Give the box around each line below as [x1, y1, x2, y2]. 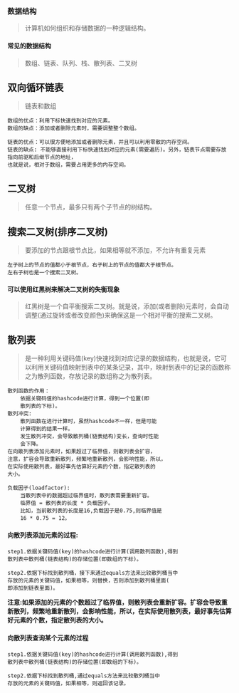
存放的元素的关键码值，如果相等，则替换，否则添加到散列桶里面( [7, 577, 169, 585]
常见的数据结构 [7, 41, 51, 50]
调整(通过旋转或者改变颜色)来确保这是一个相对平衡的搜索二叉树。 [24, 311, 217, 320]
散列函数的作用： [7, 387, 51, 395]
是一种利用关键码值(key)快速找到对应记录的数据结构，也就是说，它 [24, 354, 221, 363]
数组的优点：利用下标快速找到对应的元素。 [7, 118, 114, 125]
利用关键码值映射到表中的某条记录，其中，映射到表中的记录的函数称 [31, 363, 231, 371]
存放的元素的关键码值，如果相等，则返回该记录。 [7, 680, 129, 687]
